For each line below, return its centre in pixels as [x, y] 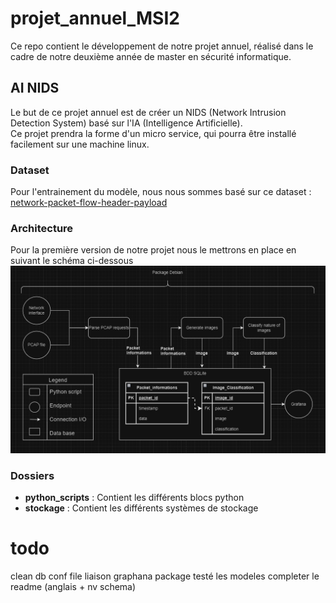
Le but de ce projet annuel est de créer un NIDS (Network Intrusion [148, 112]
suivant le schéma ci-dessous [72, 261]
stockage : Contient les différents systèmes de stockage [141, 508]
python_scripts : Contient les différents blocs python [134, 497]
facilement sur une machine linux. [80, 144]
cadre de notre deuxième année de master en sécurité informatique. [151, 56]
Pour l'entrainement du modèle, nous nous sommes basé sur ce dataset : [161, 192]
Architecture [42, 228]
